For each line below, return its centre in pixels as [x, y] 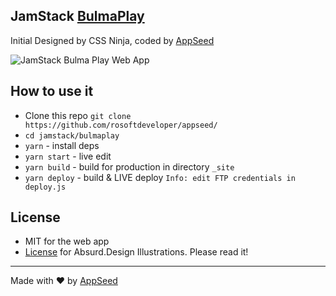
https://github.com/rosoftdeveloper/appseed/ [121, 125]
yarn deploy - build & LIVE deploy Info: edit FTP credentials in [160, 177]
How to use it [52, 91]
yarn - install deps [62, 145]
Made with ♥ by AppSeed [64, 281]
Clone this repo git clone [78, 115]
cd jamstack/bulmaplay [72, 135]
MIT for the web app [67, 241]
